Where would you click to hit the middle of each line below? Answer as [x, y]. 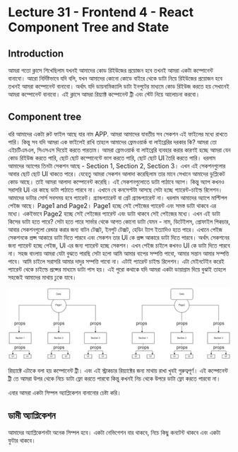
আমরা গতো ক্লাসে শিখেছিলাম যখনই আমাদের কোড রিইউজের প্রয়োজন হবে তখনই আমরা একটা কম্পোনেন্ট [111, 70]
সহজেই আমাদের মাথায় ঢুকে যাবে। [42, 277]
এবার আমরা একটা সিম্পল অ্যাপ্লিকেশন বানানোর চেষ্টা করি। [65, 393]
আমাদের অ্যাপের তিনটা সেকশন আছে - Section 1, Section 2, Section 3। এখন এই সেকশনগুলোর [117, 166]
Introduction [36, 53]
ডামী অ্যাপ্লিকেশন [32, 416]
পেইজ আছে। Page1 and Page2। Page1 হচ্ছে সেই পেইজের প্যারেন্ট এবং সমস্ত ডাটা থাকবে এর [112, 205]
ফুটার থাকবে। [22, 441]
